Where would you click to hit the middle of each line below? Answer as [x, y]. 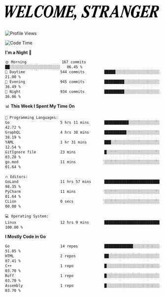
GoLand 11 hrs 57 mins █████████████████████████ [82, 182]
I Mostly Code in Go [25, 237]
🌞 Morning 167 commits [46, 62]
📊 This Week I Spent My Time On [40, 106]
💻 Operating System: [27, 217]
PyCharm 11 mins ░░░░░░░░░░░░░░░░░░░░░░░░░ [82, 192]
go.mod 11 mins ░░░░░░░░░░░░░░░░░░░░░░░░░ [82, 162]
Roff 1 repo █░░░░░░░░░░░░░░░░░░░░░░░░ [82, 276]
